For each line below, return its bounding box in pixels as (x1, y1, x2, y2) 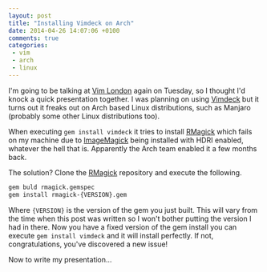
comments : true (8, 34, 59, 42)
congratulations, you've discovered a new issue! (8, 239, 168, 249)
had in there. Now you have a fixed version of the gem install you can (8, 222, 237, 232)
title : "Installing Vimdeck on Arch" (8, 19, 135, 27)
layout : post (8, 11, 52, 20)
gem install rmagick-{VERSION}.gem (8, 190, 127, 198)
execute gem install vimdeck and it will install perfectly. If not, (8, 230, 214, 240)
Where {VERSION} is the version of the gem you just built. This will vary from (8, 205, 258, 214)
